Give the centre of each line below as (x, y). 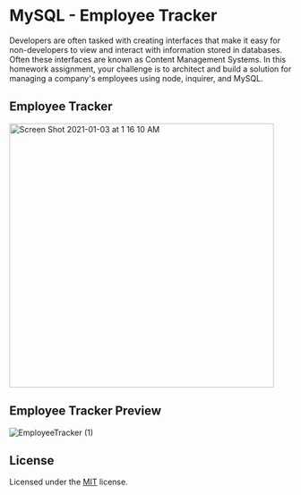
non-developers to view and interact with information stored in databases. (146, 49)
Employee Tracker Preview (86, 411)
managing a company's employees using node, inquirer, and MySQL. (136, 78)
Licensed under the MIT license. (69, 482)
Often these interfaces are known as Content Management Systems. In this (148, 59)
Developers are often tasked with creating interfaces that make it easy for (145, 40)
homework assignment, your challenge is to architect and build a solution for (150, 69)
